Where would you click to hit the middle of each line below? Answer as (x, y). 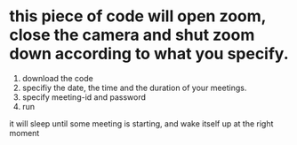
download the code (57, 78)
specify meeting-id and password (84, 97)
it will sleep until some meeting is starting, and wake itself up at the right (141, 123)
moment (24, 133)
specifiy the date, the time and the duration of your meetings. (134, 88)
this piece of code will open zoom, (138, 16)
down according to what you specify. (149, 54)
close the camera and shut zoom (132, 35)
